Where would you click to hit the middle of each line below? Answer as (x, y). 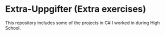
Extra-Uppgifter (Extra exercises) (76, 9)
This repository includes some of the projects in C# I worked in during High (82, 23)
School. (13, 28)
